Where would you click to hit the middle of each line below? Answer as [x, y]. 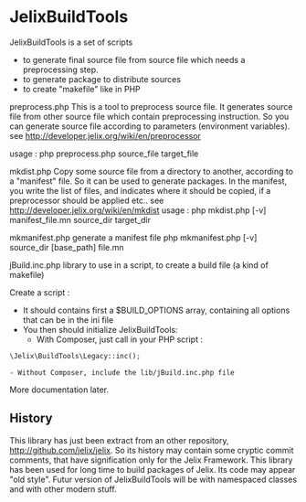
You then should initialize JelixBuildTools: [100, 329]
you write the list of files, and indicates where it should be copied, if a [140, 190]
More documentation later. [59, 390]
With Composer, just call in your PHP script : [120, 339]
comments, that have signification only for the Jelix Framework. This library [151, 460]
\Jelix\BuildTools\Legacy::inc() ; [75, 356]
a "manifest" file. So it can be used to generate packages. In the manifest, [148, 181]
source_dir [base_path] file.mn [67, 247]
